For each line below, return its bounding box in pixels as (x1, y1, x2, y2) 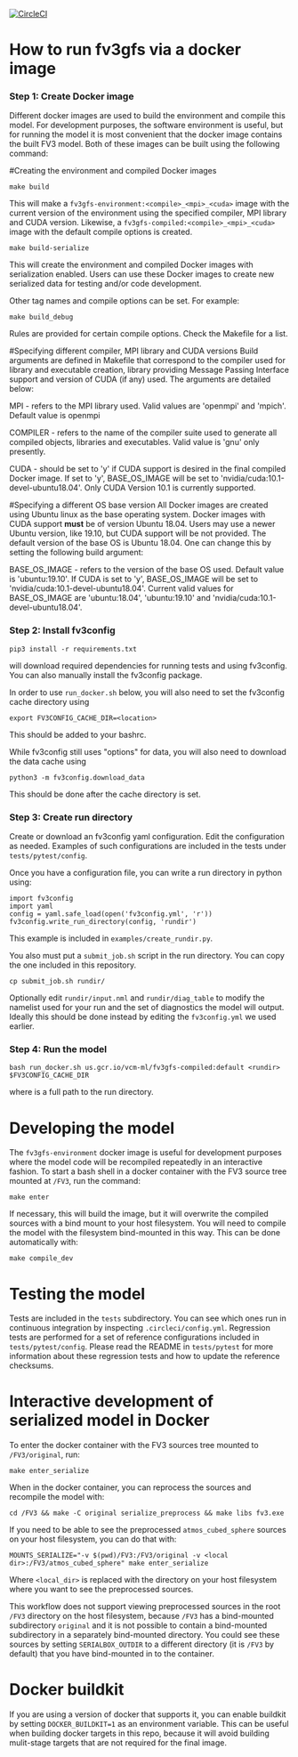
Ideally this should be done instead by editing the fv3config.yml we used (9, 1011, 277, 1023)
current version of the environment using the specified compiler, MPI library (9, 207, 287, 218)
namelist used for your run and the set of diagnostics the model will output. (9, 1002, 285, 1013)
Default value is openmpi (9, 410, 101, 421)
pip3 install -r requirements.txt (9, 644, 138, 653)
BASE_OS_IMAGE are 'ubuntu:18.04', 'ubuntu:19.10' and (9, 593, 211, 603)
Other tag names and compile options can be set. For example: (9, 296, 240, 306)
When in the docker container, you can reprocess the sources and (9, 1482, 252, 1493)
